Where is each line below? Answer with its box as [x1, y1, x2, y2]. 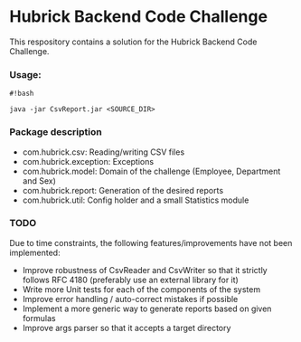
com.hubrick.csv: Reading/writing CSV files [22, 147, 185, 157]
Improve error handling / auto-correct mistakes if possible [22, 293, 239, 304]
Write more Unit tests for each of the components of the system [22, 283, 260, 295]
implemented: [9, 247, 61, 258]
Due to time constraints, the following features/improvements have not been [9, 237, 293, 248]
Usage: [9, 68, 42, 81]
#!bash [9, 89, 34, 99]
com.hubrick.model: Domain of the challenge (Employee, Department [22, 166, 281, 176]
